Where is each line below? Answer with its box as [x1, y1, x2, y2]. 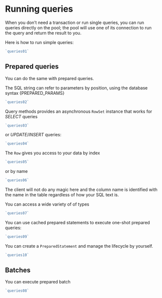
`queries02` [5, 99, 29, 105]
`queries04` [5, 141, 29, 146]
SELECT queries [5, 113, 38, 119]
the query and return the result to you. [5, 30, 82, 36]
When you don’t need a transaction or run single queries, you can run [5, 20, 144, 25]
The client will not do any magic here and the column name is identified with [5, 187, 158, 192]
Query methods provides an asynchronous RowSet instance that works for [5, 108, 152, 114]
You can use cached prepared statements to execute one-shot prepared [5, 219, 150, 225]
